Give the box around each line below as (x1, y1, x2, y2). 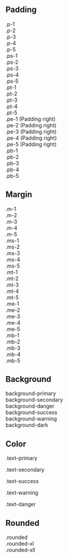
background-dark (5, 422, 48, 429)
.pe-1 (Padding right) (5, 115, 56, 123)
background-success (5, 409, 58, 416)
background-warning (5, 415, 57, 422)
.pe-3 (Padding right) (5, 128, 57, 135)
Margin (5, 190, 32, 200)
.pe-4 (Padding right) (5, 134, 57, 142)
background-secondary (5, 396, 63, 403)
